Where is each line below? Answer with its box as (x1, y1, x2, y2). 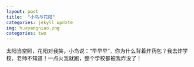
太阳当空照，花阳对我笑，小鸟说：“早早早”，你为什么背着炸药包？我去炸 (6, 48, 183, 55)
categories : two (6, 31, 46, 36)
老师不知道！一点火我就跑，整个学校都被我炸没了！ (16, 55, 142, 62)
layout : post (6, 8, 39, 15)
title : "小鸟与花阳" (6, 14, 55, 20)
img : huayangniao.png (6, 25, 60, 31)
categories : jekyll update (6, 19, 73, 25)
